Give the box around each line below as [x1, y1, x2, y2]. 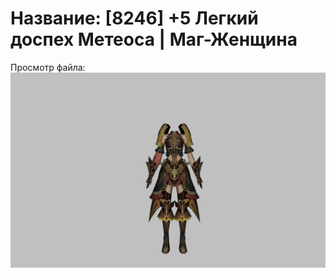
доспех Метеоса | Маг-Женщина [10, 28, 298, 51]
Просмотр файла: [10, 61, 86, 73]
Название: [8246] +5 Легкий [10, 7, 259, 30]
